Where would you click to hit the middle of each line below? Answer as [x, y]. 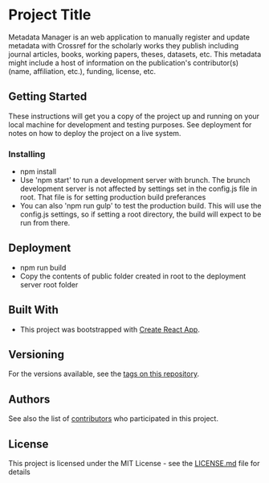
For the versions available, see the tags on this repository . [104, 374]
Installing [27, 154]
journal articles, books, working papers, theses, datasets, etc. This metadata [135, 54]
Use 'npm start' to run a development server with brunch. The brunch [135, 180]
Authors [29, 399]
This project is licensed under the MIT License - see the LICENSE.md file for [134, 464]
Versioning [36, 355]
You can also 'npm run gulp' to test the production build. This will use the [141, 206]
